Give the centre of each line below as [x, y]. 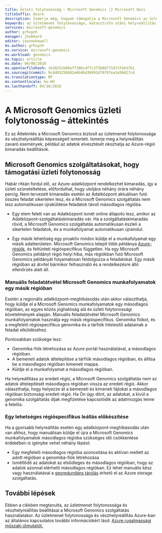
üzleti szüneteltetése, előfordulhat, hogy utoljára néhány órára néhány [74, 189]
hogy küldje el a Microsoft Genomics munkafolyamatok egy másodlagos [77, 304]
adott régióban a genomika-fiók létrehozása [56, 457]
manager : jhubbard [23, 37]
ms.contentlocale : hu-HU [30, 81]
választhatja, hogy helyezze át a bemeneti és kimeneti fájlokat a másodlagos [81, 389]
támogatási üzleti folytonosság [53, 172]
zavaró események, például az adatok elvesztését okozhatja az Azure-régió [80, 144]
